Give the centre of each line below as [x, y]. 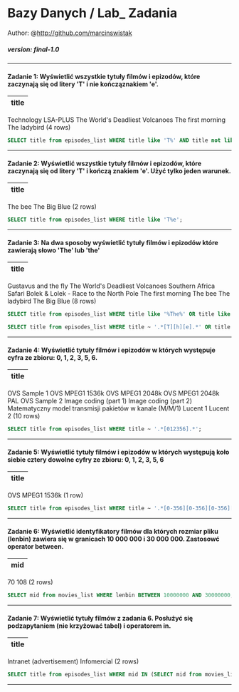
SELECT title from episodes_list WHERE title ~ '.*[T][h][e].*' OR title [119, 327]
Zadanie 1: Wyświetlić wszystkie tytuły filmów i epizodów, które [104, 76]
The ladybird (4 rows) [39, 128]
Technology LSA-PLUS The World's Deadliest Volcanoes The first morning [117, 120]
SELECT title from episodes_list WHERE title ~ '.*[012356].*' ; [105, 429]
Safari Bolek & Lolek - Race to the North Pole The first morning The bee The [119, 294]
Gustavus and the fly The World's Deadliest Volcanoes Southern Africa [111, 286]
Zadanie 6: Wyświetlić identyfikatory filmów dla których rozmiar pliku [113, 531]
